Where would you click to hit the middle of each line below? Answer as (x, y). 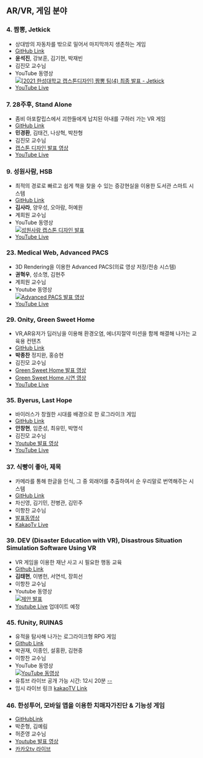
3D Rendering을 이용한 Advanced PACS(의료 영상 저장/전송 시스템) (95, 267)
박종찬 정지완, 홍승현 (39, 355)
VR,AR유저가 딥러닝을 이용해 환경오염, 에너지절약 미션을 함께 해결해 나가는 (103, 333)
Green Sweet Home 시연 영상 (50, 377)
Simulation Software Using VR (51, 548)
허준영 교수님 (31, 734)
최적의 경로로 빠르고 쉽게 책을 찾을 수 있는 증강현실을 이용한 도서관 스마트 (101, 186)
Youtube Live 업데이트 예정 (47, 606)
